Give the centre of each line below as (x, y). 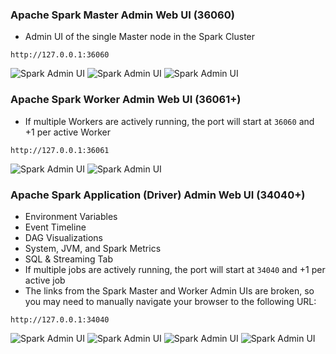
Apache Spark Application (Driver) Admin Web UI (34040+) (158, 195)
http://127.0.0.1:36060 (60, 55)
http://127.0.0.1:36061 (60, 150)
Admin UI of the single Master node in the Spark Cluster (140, 37)
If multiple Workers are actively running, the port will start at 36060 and (169, 121)
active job (45, 280)
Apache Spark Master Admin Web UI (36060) (122, 15)
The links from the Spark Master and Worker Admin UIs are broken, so (169, 290)
